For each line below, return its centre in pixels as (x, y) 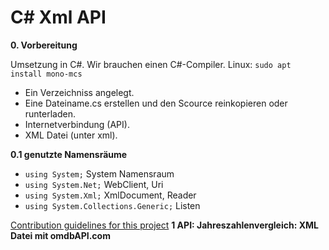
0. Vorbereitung (44, 45)
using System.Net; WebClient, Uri (94, 184)
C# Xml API (58, 17)
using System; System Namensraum (99, 173)
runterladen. (50, 113)
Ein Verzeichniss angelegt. (79, 92)
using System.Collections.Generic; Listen (112, 205)
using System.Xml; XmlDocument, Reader (110, 195)
